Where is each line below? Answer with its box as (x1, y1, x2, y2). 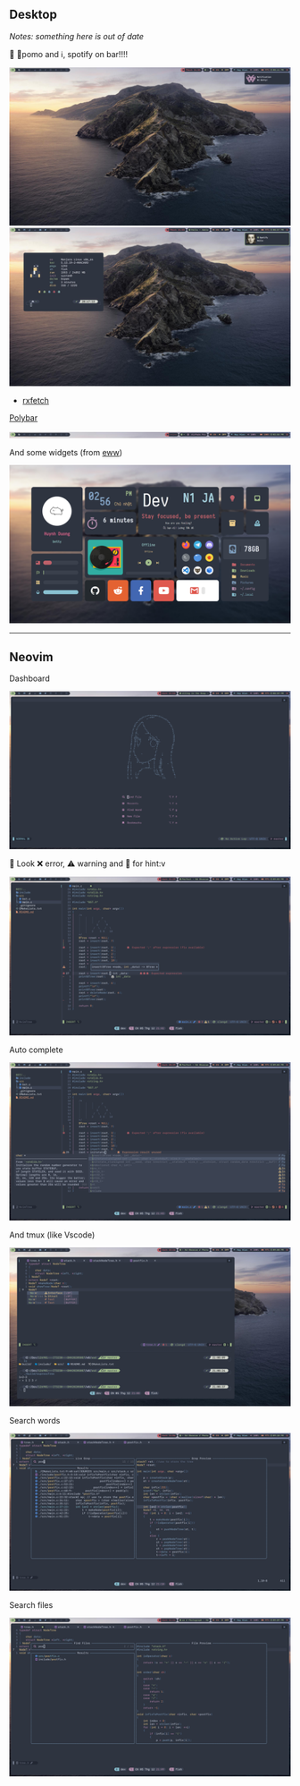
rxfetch (21, 395, 49, 405)
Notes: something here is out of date (9, 30, 145, 41)
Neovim (9, 649, 54, 665)
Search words (9, 1415, 61, 1425)
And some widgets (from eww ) (9, 446, 123, 457)
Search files (9, 1600, 54, 1611)
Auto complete (9, 1044, 64, 1055)
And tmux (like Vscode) (9, 1229, 96, 1240)
